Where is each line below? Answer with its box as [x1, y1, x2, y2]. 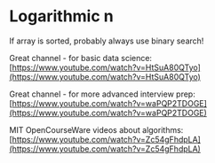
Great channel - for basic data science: [9, 52, 153, 63]
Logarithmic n [9, 6, 114, 27]
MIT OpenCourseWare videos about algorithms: [9, 124, 184, 135]
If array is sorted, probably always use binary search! [9, 35, 204, 46]
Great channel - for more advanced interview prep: [9, 89, 195, 99]
